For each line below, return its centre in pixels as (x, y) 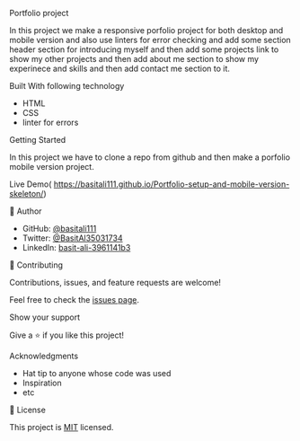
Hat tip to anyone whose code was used (97, 373)
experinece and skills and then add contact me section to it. (120, 68)
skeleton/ (26, 194)
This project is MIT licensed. (62, 427)
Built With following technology (67, 86)
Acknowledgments (44, 356)
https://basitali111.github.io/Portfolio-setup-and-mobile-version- (172, 184)
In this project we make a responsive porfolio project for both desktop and (146, 30)
